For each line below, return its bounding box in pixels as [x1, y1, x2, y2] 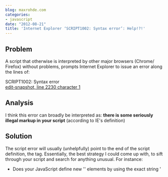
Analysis [5, 99, 34, 107]
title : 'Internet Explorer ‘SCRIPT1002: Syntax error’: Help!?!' [5, 26, 145, 31]
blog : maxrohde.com [5, 7, 46, 13]
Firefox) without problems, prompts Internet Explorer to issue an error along [5, 64, 162, 70]
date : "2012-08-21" [5, 21, 46, 27]
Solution [5, 132, 32, 141]
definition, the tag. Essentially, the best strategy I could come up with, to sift [5, 151, 163, 157]
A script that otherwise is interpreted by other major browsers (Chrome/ [5, 58, 155, 64]
